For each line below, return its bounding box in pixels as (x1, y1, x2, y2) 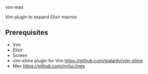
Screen (12, 52, 28, 58)
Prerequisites (5, 28, 48, 37)
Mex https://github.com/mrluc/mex (12, 62, 86, 69)
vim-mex (5, 4, 24, 10)
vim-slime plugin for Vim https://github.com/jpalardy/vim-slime (12, 57, 143, 63)
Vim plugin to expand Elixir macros (5, 14, 77, 19)
